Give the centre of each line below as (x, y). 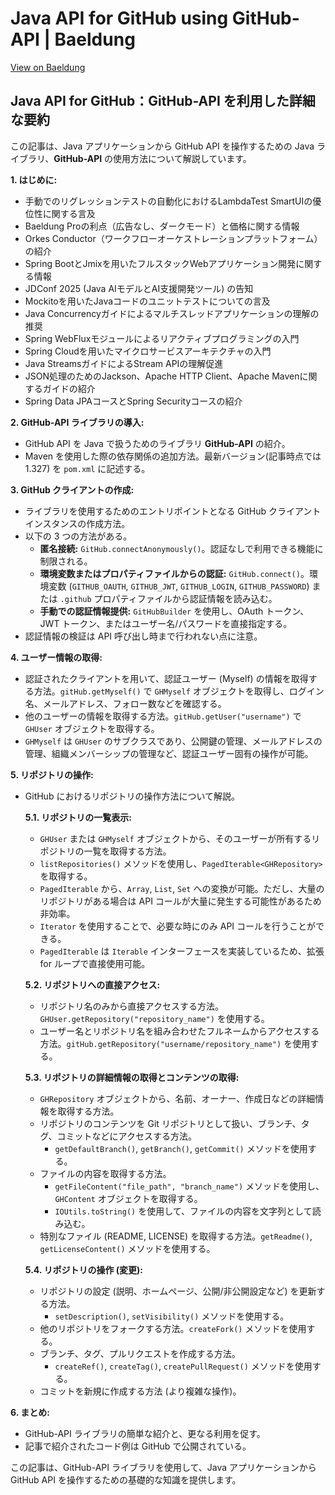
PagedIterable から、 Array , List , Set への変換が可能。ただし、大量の (182, 888)
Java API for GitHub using (119, 18)
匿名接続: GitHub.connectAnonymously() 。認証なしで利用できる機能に (181, 548)
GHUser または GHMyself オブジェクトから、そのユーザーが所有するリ (180, 838)
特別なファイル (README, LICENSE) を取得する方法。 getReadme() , (176, 1236)
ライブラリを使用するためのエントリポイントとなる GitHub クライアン (168, 511)
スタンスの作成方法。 (86, 523)
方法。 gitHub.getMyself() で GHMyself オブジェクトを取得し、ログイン (179, 691)
